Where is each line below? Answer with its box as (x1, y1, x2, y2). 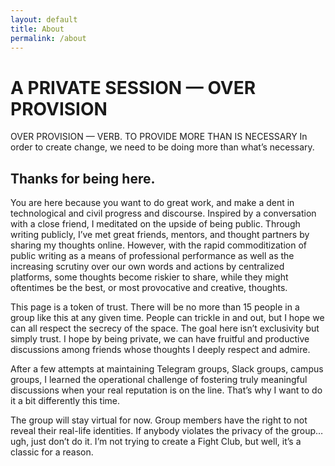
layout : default (10, 14, 78, 25)
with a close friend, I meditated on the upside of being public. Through (10, 218, 301, 230)
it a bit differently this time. (10, 395, 121, 407)
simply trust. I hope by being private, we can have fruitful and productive (10, 333, 310, 345)
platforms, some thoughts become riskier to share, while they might (10, 271, 289, 283)
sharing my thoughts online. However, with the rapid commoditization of (10, 239, 307, 251)
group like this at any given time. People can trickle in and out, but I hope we (10, 312, 325, 324)
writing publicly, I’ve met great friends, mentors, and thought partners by (10, 229, 310, 241)
